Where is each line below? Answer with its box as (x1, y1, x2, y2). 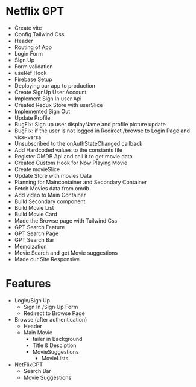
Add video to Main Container (14, 191, 86, 198)
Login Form (14, 50, 43, 57)
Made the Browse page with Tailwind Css (14, 216, 118, 224)
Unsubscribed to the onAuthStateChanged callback (14, 140, 143, 147)
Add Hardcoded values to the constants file (14, 146, 123, 154)
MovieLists (41, 354, 69, 362)
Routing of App (14, 44, 52, 51)
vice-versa (14, 133, 42, 140)
